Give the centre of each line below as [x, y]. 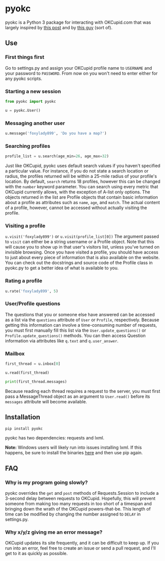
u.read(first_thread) [27, 373]
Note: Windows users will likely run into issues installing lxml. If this [73, 447]
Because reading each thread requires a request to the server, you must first [83, 391]
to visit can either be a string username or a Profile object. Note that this [80, 242]
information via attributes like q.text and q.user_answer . [62, 341]
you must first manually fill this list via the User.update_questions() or [76, 330]
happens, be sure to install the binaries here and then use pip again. [74, 453]
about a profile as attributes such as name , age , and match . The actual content [82, 203]
